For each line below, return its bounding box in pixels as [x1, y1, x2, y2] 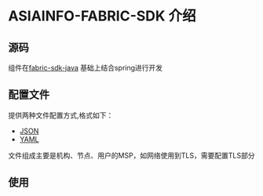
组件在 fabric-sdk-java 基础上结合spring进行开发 [8, 64, 163, 72]
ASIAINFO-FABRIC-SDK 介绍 [8, 7, 196, 25]
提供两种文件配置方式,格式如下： [8, 111, 114, 120]
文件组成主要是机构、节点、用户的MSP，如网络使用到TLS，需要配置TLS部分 [8, 151, 255, 160]
